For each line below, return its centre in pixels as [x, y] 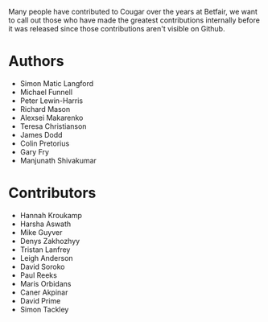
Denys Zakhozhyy [50, 241]
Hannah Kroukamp [51, 215]
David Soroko [42, 266]
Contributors [52, 193]
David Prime [40, 300]
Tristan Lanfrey [45, 250]
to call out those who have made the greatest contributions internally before [134, 20]
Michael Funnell [46, 92]
